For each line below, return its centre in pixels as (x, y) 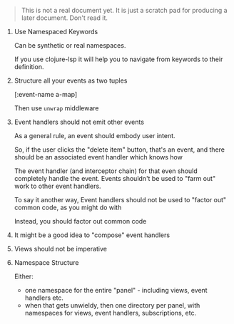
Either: (24, 276)
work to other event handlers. (57, 186)
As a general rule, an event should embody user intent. (95, 136)
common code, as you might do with (68, 207)
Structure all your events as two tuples (71, 80)
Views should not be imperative (60, 249)
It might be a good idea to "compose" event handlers (92, 235)
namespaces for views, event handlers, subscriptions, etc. (111, 313)
